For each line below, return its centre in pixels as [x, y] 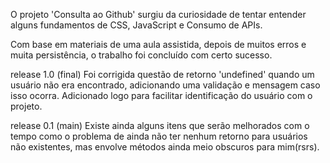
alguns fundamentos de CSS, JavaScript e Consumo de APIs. [136, 25]
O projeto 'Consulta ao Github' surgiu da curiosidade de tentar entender [158, 14]
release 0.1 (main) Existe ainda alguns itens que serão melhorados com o [160, 125]
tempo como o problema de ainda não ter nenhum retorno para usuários [159, 136]
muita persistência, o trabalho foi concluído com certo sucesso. [141, 55]
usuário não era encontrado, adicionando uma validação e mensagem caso [165, 85]
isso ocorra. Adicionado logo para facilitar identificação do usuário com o [161, 95]
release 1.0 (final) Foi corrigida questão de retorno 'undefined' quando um [162, 74]
